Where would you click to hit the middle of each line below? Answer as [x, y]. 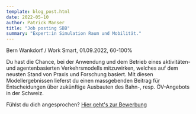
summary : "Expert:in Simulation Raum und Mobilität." [74, 34]
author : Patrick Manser [36, 22]
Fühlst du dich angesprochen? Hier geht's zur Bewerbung [76, 105]
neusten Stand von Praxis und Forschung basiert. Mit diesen [80, 74]
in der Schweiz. [25, 93]
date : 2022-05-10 [28, 17]
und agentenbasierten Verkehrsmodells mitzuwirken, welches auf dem [92, 68]
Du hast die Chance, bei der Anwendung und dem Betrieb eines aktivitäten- [98, 62]
